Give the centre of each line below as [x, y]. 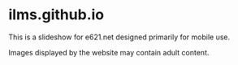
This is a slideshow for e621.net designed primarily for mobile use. [119, 37]
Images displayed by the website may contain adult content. [109, 52]
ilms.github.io [56, 15]
